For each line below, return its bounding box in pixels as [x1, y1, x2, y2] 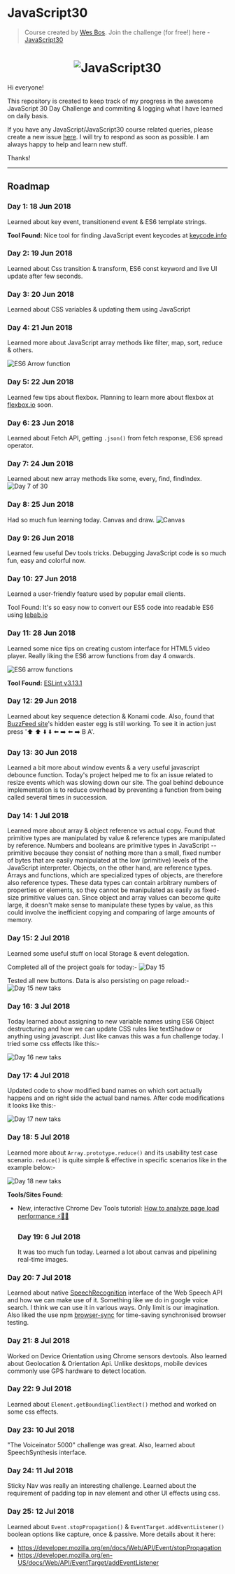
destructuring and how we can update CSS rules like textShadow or [7, 1024, 202, 1033]
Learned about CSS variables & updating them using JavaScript [7, 305, 191, 314]
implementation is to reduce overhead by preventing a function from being [7, 786, 222, 794]
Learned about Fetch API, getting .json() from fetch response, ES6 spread [7, 434, 223, 443]
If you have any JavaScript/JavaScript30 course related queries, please [7, 125, 213, 134]
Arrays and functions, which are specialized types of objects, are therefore [7, 871, 223, 879]
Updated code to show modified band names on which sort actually [7, 1087, 203, 1095]
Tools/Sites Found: [7, 1190, 64, 1199]
